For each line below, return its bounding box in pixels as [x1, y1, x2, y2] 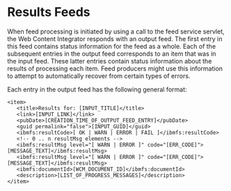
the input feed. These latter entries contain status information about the [7, 56, 212, 65]
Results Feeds [7, 4, 90, 20]
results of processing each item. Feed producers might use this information [7, 64, 223, 72]
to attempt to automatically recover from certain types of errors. [7, 71, 191, 80]
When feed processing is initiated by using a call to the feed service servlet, [7, 27, 225, 36]
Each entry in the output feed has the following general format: [7, 85, 187, 93]
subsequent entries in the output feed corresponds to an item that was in [7, 49, 216, 58]
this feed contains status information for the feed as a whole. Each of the [7, 42, 216, 50]
